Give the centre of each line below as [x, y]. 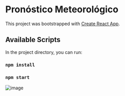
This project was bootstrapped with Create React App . [63, 24]
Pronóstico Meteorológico [62, 9]
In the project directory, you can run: [44, 52]
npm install [20, 65]
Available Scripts [33, 40]
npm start [17, 77]
